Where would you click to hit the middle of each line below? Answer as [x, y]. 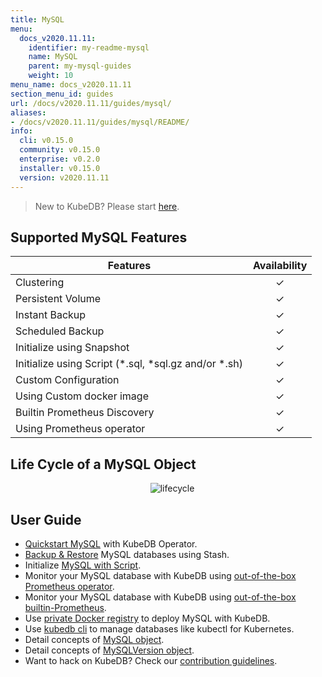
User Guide [46, 519]
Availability [280, 266]
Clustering [40, 283]
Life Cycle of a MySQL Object [103, 464]
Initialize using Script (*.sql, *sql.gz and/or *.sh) [129, 364]
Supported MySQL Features [99, 237]
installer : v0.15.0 [60, 168]
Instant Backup [51, 315]
